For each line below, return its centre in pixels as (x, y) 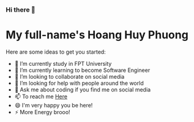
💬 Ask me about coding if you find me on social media (83, 89)
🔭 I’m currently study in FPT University (63, 63)
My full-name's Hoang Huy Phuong (97, 35)
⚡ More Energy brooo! (43, 112)
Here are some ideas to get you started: (56, 52)
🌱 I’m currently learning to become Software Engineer (82, 70)
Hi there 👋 (21, 10)
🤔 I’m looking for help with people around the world (79, 83)
